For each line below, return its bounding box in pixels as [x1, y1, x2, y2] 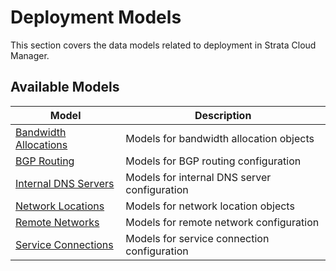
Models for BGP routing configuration [125, 154, 302, 168]
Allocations [15, 137, 68, 151]
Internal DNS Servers [15, 176, 115, 190]
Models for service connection [125, 231, 270, 245]
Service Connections [15, 237, 114, 251]
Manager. [10, 49, 50, 61]
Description [194, 108, 252, 122]
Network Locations [15, 199, 105, 213]
